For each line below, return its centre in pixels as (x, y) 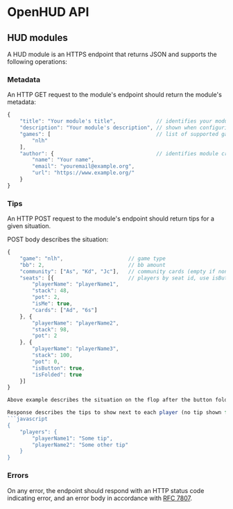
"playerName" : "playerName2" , (76, 323)
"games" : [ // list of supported (119, 134)
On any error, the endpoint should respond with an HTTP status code (106, 490)
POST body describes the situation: (58, 239)
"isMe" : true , (52, 304)
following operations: (37, 62)
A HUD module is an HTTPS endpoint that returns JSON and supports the (112, 54)
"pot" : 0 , (46, 361)
